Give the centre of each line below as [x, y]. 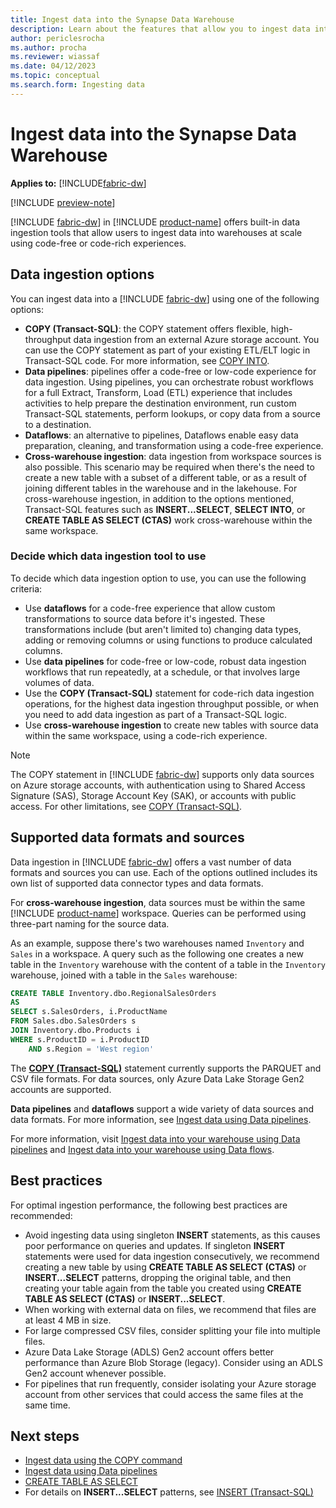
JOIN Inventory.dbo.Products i [75, 1031]
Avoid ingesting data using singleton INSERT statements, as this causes [172, 1235]
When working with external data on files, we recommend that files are [170, 1309]
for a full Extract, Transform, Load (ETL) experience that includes [158, 392]
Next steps [45, 1436]
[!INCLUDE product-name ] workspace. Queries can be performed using [158, 913]
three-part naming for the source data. [90, 923]
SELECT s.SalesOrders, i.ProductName [89, 1012]
